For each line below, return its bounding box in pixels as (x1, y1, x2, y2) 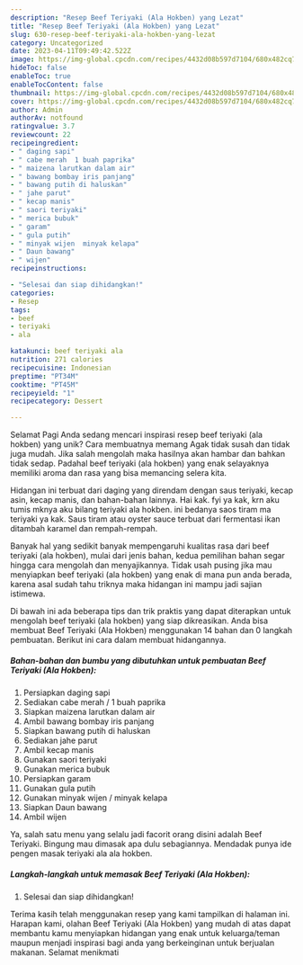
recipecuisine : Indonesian (10, 363, 111, 372)
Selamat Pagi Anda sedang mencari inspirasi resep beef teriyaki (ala (10, 429, 263, 441)
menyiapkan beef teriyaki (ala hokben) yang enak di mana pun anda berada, (10, 569, 292, 580)
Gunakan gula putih (22, 783, 96, 794)
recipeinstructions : (10, 264, 88, 273)
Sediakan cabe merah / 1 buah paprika (22, 697, 165, 708)
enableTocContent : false (10, 80, 103, 89)
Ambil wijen (22, 811, 67, 823)
